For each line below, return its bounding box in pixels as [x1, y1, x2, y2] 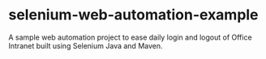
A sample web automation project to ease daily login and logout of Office [8, 32, 253, 42]
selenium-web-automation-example [8, 6, 259, 24]
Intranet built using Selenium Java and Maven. [8, 40, 163, 50]
